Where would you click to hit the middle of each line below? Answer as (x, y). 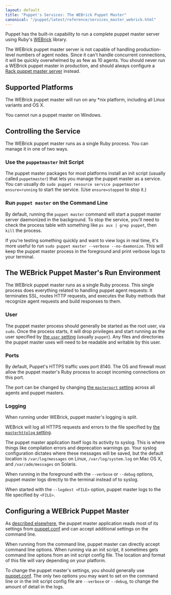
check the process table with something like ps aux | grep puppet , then (81, 225)
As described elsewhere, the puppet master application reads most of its (82, 523)
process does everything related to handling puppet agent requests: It (79, 290)
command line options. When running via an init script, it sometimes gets (82, 550)
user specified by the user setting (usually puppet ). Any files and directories (84, 336)
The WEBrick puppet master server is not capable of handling (70, 50)
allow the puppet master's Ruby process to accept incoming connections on (86, 372)
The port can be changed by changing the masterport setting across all (80, 387)
